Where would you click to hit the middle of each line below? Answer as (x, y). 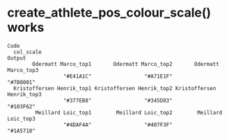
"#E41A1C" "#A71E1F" (118, 76)
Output (17, 58)
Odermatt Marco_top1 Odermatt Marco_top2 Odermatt (126, 64)
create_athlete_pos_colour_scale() (109, 13)
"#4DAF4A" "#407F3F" (118, 125)
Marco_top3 (23, 70)
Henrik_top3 (24, 94)
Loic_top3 (22, 119)
